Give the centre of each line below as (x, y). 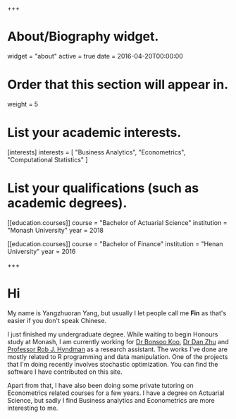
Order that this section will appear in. (118, 85)
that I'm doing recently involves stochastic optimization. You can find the (113, 364)
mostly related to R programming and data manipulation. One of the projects (118, 356)
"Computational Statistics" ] (48, 159)
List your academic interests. (94, 133)
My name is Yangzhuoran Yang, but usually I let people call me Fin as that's (117, 313)
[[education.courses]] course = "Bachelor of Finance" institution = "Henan (115, 243)
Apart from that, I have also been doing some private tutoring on (100, 385)
